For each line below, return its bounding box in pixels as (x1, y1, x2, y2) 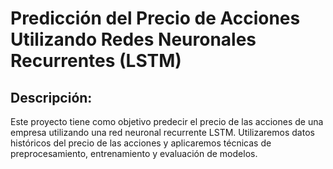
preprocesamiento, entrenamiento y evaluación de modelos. (10, 148, 258, 159)
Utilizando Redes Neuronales (10, 28, 257, 51)
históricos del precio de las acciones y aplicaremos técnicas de (10, 137, 272, 149)
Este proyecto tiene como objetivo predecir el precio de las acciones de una (10, 116, 324, 127)
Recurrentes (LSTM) (10, 50, 182, 72)
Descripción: (10, 89, 93, 106)
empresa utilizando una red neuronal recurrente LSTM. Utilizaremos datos (10, 127, 315, 138)
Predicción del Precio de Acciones (10, 7, 301, 30)
